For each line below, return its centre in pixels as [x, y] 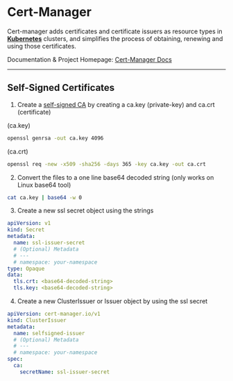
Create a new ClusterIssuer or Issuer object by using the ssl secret [112, 301]
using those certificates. [42, 46]
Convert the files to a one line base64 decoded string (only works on [115, 177]
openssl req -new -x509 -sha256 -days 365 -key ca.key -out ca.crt [107, 164]
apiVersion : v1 [29, 223]
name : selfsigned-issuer [49, 333]
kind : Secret [26, 230]
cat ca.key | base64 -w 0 [44, 197]
